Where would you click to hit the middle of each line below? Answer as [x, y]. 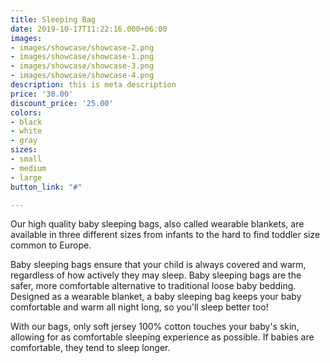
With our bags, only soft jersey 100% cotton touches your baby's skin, [155, 327]
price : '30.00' [42, 94]
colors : [26, 112]
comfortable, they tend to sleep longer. [90, 348]
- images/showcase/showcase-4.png [82, 76]
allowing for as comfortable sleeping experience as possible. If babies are [162, 337]
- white [26, 131]
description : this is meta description [93, 85]
